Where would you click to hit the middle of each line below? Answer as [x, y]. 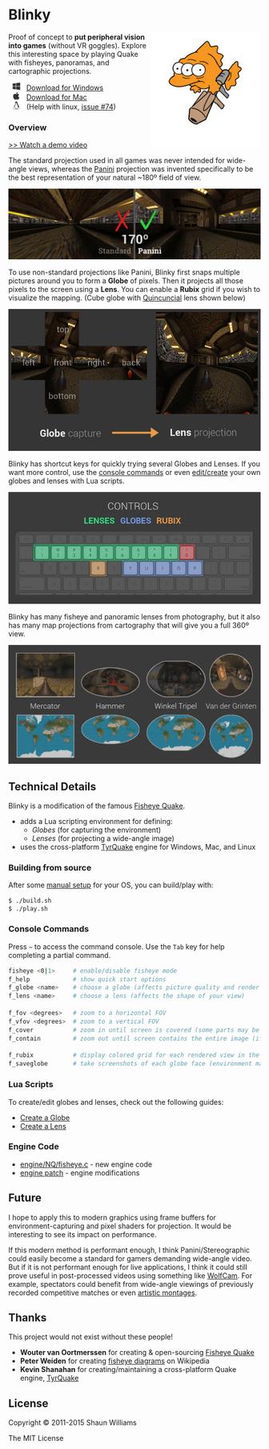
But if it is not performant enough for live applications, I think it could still [128, 1267]
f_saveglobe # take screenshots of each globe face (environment [130, 1064]
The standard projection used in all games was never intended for [117, 160]
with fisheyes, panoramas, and [59, 63]
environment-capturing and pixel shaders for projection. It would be [120, 1226]
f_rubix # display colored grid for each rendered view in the [134, 1055]
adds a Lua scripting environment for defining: [96, 822]
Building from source [50, 868]
